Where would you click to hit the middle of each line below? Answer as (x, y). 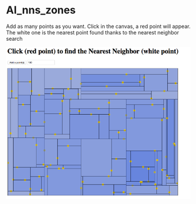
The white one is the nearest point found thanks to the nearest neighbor (93, 32)
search (14, 38)
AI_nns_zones (41, 10)
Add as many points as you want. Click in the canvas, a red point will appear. (98, 26)
